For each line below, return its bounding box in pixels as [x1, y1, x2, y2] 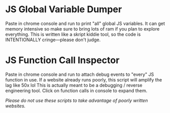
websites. [5, 103, 26, 109]
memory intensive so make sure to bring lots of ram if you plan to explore [5, 25, 160, 32]
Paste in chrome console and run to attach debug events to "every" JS [5, 71, 155, 77]
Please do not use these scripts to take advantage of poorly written [5, 97, 148, 103]
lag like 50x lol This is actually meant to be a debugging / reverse [5, 82, 142, 88]
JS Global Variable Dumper [5, 4, 122, 15]
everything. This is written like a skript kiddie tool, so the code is [5, 31, 141, 37]
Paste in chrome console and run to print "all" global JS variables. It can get [5, 20, 165, 26]
